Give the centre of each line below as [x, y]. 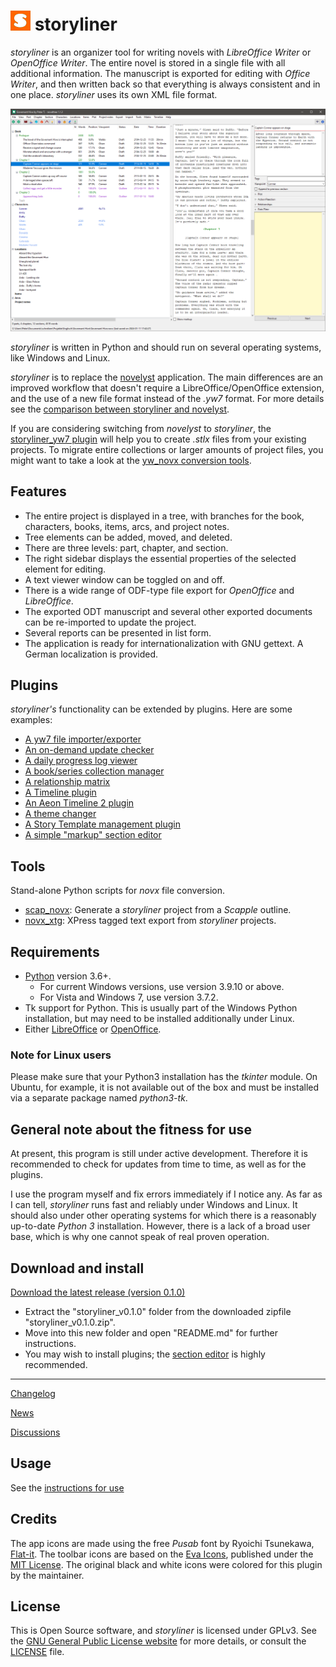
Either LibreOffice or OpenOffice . [93, 1029]
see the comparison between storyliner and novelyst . [120, 409]
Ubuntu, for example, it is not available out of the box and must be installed [165, 1087]
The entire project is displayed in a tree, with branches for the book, [164, 516]
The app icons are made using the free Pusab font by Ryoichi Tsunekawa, [162, 1543]
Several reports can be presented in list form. [118, 632]
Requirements [55, 951]
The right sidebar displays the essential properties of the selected [160, 558]
